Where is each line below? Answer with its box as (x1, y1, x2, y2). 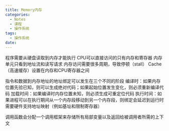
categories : (5, 12, 30, 17)
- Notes (10, 17, 26, 22)
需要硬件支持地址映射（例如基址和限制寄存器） (5, 103, 102, 109)
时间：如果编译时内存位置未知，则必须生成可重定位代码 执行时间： (19, 90, 157, 96)
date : (5, 40, 17, 45)
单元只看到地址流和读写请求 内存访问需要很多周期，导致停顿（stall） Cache (5, 61, 162, 67)
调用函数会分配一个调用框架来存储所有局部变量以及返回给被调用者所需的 (5, 114, 155, 120)
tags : (5, 31, 17, 36)
